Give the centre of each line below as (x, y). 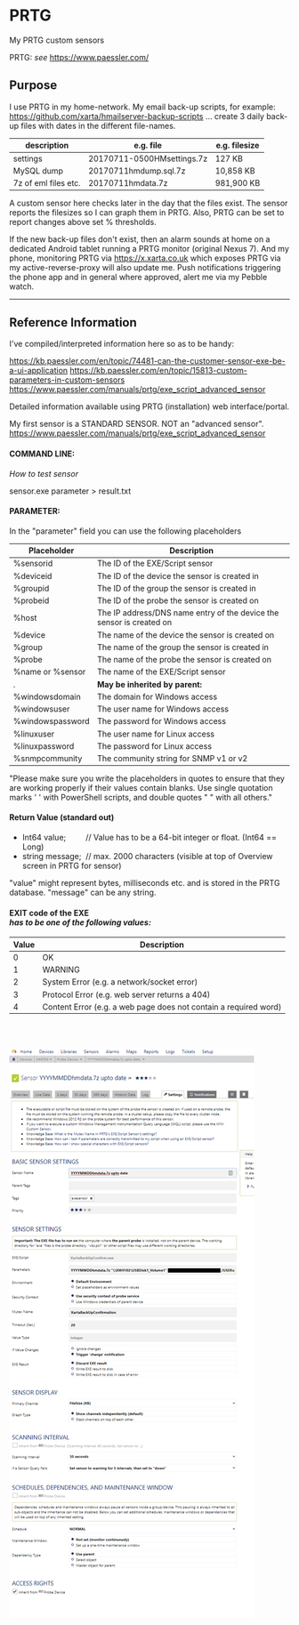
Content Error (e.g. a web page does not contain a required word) (162, 1007)
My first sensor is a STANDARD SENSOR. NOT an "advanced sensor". (137, 424)
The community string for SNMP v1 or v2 (173, 759)
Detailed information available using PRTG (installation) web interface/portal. (149, 406)
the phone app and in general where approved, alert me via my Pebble (138, 277)
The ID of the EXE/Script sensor (155, 563)
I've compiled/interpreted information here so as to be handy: (121, 344)
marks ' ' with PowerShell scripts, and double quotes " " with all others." (141, 797)
